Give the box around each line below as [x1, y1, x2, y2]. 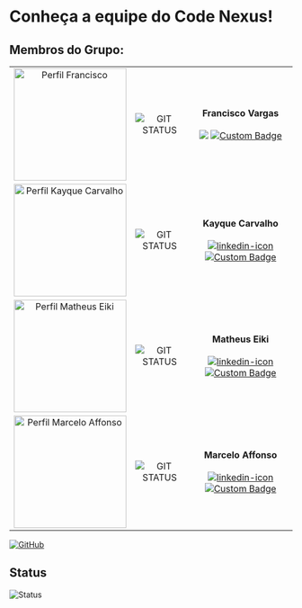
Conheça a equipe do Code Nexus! [9, 6, 273, 27]
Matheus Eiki [212, 333, 270, 345]
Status [9, 565, 48, 581]
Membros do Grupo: [9, 42, 124, 58]
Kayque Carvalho [202, 218, 279, 229]
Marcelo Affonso [203, 449, 278, 460]
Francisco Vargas [201, 107, 280, 119]
